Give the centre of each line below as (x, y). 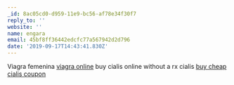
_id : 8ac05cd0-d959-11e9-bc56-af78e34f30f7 (72, 14)
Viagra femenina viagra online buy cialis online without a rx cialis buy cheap (117, 66)
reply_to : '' (26, 20)
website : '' (25, 27)
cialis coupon (27, 74)
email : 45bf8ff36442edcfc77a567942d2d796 (69, 40)
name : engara (26, 33)
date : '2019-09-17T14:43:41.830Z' (58, 46)
